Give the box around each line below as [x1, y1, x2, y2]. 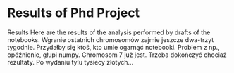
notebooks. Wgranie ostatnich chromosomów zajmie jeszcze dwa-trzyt [7, 35, 214, 44]
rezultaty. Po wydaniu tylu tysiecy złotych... [7, 58, 134, 66]
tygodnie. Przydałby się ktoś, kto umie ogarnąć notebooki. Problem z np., [7, 43, 220, 51]
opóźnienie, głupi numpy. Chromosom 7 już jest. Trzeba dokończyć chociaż [7, 51, 227, 59]
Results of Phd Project [7, 5, 140, 21]
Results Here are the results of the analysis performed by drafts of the [7, 28, 211, 36]
